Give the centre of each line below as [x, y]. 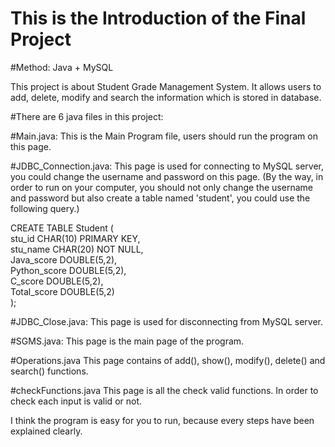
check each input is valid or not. [76, 401]
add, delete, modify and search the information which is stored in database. [166, 97]
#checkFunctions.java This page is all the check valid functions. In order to [164, 390]
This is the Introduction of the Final [158, 18]
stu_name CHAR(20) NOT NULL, [77, 249]
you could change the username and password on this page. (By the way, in [167, 176]
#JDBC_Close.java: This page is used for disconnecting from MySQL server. [167, 321]
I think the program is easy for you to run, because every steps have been [162, 420]
